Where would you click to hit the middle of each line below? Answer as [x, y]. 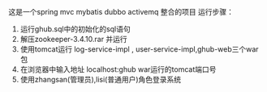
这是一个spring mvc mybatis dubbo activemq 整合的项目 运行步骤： [121, 12]
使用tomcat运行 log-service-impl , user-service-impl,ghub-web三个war [139, 49]
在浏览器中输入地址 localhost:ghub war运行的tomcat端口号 [118, 69]
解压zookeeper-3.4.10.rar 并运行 [73, 39]
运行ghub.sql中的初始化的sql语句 [75, 29]
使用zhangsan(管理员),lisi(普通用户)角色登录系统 [101, 79]
